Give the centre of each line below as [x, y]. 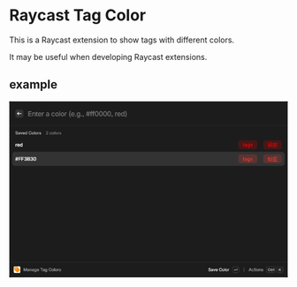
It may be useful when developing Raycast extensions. [108, 57]
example [34, 85]
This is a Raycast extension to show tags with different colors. [122, 40]
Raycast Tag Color [78, 15]
